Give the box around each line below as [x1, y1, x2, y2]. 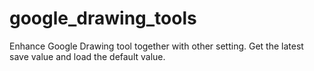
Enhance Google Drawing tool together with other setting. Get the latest [9, 40, 304, 52]
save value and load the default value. [9, 50, 166, 62]
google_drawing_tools [9, 7, 197, 30]
